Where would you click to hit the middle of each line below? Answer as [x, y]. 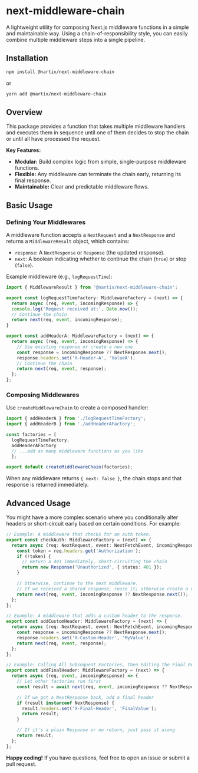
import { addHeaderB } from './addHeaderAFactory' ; [71, 424]
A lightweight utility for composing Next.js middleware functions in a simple [98, 27]
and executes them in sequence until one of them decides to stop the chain [98, 133]
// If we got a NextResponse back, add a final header [85, 697]
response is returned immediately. [47, 485]
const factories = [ [32, 435]
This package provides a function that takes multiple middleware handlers [96, 126]
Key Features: [24, 150]
